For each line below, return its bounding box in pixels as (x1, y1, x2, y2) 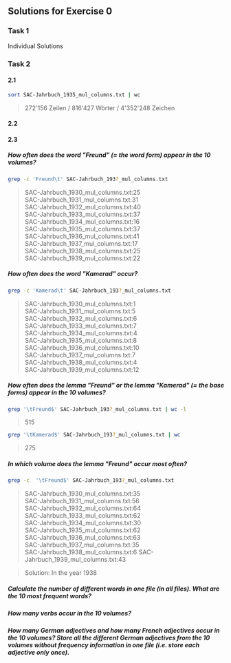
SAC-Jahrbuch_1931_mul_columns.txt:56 (24, 497, 140, 505)
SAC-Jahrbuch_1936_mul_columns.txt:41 (24, 232, 140, 240)
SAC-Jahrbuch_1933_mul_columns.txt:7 (24, 322, 137, 330)
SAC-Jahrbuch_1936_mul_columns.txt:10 (24, 344, 140, 352)
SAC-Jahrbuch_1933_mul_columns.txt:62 (24, 512, 141, 520)
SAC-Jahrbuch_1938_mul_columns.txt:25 (24, 246, 141, 255)
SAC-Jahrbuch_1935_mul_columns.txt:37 (24, 224, 140, 233)
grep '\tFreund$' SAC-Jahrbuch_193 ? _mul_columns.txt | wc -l (8, 406, 187, 412)
